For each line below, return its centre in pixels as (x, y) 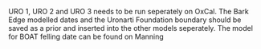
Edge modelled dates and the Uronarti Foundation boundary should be (125, 20)
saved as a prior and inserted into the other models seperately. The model (130, 28)
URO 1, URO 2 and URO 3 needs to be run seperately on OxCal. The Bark (128, 11)
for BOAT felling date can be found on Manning (86, 36)
